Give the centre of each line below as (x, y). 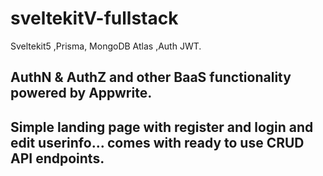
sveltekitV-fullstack (94, 18)
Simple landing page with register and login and (162, 127)
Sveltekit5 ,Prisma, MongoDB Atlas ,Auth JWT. (106, 46)
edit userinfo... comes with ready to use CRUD (157, 142)
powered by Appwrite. (81, 93)
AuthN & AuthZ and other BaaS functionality (151, 77)
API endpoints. (57, 158)
